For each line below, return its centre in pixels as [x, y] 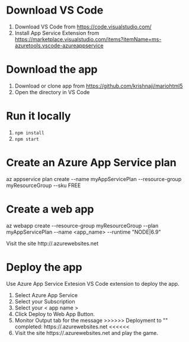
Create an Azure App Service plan [91, 163]
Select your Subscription [45, 301]
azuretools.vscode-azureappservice [59, 46]
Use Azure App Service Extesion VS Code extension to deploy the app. [93, 283]
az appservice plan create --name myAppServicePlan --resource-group [94, 179]
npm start [27, 139]
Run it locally [39, 116]
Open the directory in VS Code [52, 92]
